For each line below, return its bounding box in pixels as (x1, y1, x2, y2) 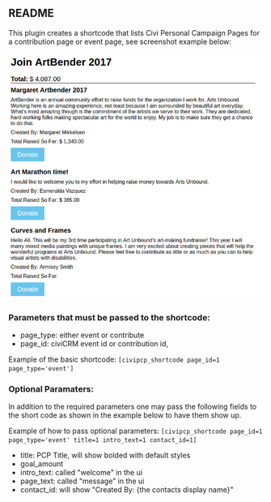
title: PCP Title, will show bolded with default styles (19, 450, 191, 461)
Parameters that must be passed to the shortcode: (8, 311, 210, 323)
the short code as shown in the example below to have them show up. (8, 410, 242, 420)
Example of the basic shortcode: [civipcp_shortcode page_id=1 (8, 354, 220, 364)
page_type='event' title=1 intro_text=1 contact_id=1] (8, 436, 197, 444)
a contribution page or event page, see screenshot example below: (8, 36, 232, 46)
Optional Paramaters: (8, 384, 95, 395)
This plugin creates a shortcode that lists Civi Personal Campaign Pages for (8, 28, 260, 37)
